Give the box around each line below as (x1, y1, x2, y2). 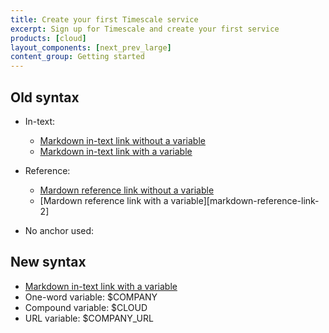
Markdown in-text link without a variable (39, 134, 206, 146)
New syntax (10, 254, 87, 271)
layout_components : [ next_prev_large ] (10, 42, 172, 53)
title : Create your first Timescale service (10, 14, 199, 25)
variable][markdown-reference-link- (170, 194, 320, 206)
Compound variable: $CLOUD (24, 301, 148, 313)
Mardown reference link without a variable (39, 184, 215, 196)
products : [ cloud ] (10, 33, 87, 43)
